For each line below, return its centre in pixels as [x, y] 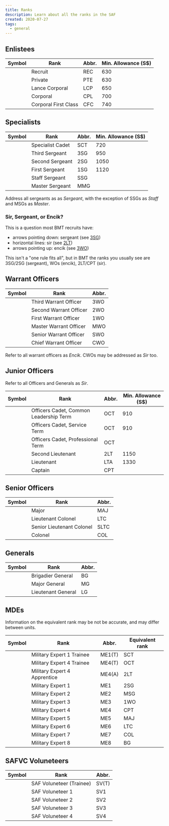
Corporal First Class [55, 104]
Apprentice [44, 677]
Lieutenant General [54, 592]
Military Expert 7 [51, 735]
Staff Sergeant [48, 178]
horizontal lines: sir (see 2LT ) [43, 243]
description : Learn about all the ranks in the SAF [60, 15]
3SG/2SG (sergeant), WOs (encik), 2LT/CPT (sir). [56, 263]
